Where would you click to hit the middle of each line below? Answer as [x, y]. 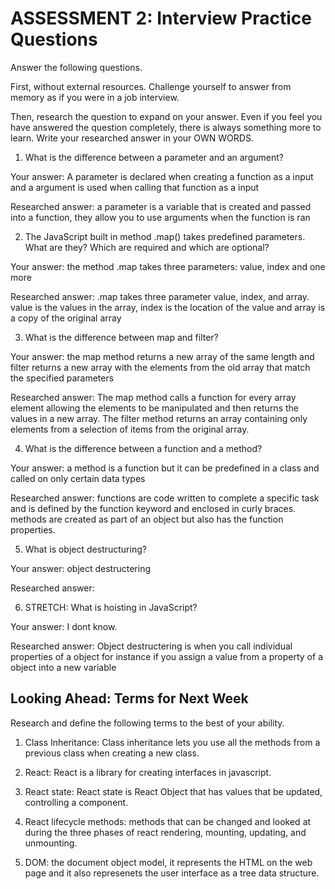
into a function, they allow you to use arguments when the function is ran [160, 217]
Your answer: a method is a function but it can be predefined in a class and [165, 468]
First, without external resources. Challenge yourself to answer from [151, 86]
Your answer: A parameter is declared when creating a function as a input [162, 176]
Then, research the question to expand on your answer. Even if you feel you [166, 116]
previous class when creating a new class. [112, 753]
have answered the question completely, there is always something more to [166, 127]
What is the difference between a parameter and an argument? [154, 157]
